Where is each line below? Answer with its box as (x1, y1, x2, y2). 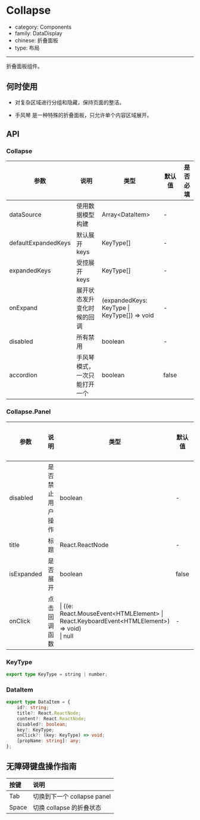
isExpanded (9, 570, 42, 578)
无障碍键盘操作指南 (6, 761, 77, 772)
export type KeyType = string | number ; (6, 671, 108, 678)
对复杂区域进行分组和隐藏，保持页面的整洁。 (14, 99, 125, 106)
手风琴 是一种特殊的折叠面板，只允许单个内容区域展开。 (14, 111, 152, 118)
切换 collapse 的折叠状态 (32, 803, 102, 812)
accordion (9, 371, 37, 379)
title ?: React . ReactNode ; (17, 710, 82, 716)
